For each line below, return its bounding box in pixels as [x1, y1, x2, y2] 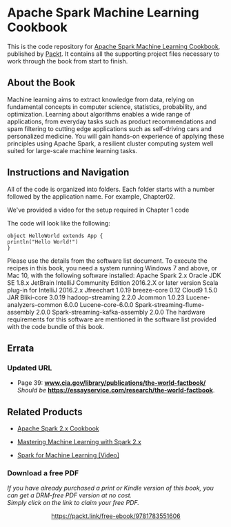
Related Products [7, 406, 83, 418]
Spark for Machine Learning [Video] [17, 451, 119, 459]
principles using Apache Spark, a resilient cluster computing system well [7, 139, 214, 148]
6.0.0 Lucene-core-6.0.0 [63, 300, 134, 308]
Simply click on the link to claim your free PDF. [7, 499, 140, 507]
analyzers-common [7, 300, 63, 308]
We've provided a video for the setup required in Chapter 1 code [7, 206, 190, 214]
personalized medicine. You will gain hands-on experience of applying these [7, 132, 225, 140]
